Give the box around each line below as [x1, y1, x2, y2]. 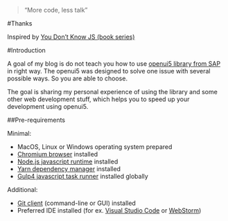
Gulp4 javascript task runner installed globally [17, 173, 149, 180]
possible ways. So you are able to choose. [7, 74, 128, 82]
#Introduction [7, 46, 46, 54]
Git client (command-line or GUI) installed [17, 199, 137, 207]
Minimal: [7, 130, 32, 137]
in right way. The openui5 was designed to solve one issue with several [7, 67, 211, 75]
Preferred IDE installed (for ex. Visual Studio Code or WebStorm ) [17, 206, 202, 214]
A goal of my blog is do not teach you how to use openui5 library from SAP [7, 60, 220, 68]
